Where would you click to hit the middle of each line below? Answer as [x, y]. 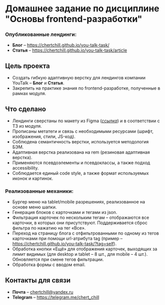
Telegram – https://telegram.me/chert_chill [56, 297]
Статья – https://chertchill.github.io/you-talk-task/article [69, 50]
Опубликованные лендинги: [41, 34]
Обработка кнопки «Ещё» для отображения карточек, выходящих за [85, 249]
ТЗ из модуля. [27, 126]
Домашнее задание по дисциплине [82, 9]
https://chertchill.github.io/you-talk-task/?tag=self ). [64, 244]
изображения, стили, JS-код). [44, 136]
